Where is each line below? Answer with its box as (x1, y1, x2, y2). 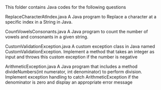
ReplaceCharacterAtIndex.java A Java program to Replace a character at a (5, 14, 157, 19)
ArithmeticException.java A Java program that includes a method (5, 64, 138, 69)
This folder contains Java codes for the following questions (5, 4, 126, 10)
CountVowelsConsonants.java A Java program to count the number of (5, 29, 148, 34)
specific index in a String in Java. (5, 19, 73, 25)
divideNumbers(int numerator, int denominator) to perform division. (5, 69, 143, 75)
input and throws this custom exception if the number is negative (5, 54, 138, 60)
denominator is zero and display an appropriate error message (5, 79, 133, 85)
